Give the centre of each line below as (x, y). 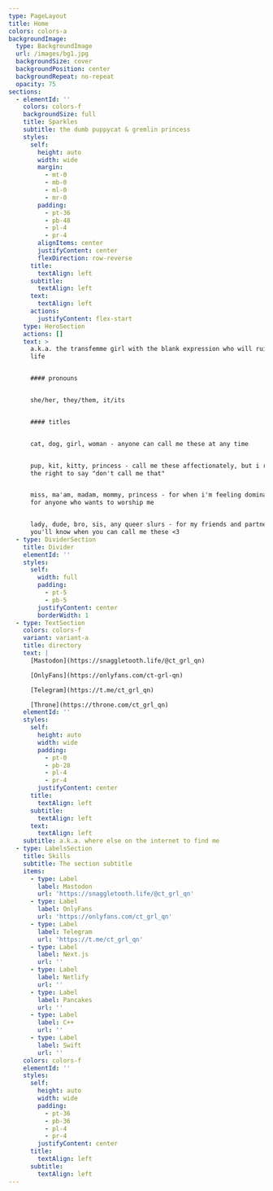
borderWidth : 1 (63, 615)
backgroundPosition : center (63, 69)
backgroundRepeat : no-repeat (65, 77)
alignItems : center (71, 243)
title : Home (28, 24)
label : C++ (56, 1022)
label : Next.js (63, 955)
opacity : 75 (36, 84)
